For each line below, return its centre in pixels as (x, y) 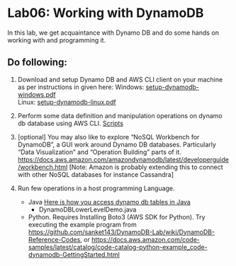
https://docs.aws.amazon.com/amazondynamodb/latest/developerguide (123, 159)
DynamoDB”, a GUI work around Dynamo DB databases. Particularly (117, 144)
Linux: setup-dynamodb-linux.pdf (67, 102)
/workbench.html (43, 167)
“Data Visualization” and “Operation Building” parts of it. (100, 152)
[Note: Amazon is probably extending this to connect (146, 167)
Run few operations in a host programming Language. (96, 188)
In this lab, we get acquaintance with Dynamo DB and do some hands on (113, 33)
